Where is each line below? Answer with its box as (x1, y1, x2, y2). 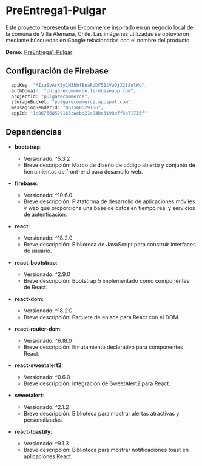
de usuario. (23, 247, 52, 254)
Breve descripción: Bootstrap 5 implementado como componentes (23, 277, 190, 284)
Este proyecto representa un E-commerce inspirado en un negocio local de (5, 24, 194, 31)
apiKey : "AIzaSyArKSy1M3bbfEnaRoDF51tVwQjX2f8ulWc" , (11, 82, 147, 88)
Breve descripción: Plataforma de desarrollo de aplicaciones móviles (23, 198, 195, 205)
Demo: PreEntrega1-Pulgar (5, 48, 73, 55)
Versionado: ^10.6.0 (23, 191, 73, 198)
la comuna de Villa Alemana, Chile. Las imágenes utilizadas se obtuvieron (5, 30, 189, 37)
